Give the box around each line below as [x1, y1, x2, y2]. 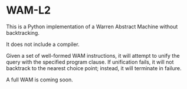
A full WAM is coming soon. [6, 76, 74, 83]
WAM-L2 [6, 4, 51, 17]
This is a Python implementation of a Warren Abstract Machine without [6, 23, 178, 30]
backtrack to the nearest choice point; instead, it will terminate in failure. [6, 64, 182, 71]
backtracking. [6, 29, 40, 36]
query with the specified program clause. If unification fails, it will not [6, 58, 174, 65]
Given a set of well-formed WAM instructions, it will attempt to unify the [6, 52, 180, 59]
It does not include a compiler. [6, 41, 80, 48]
